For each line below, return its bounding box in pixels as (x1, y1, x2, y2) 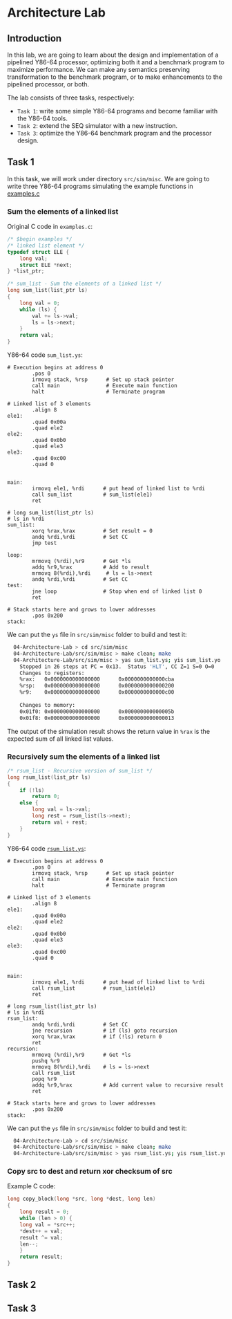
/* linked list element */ (7, 242, 85, 249)
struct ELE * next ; (19, 261, 72, 268)
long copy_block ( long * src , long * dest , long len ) (7, 1195, 156, 1203)
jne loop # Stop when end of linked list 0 (32, 588, 202, 596)
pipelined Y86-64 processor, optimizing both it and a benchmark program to (7, 58, 224, 66)
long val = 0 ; (19, 299, 60, 306)
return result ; (19, 1253, 64, 1260)
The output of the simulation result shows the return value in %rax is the (7, 727, 211, 735)
